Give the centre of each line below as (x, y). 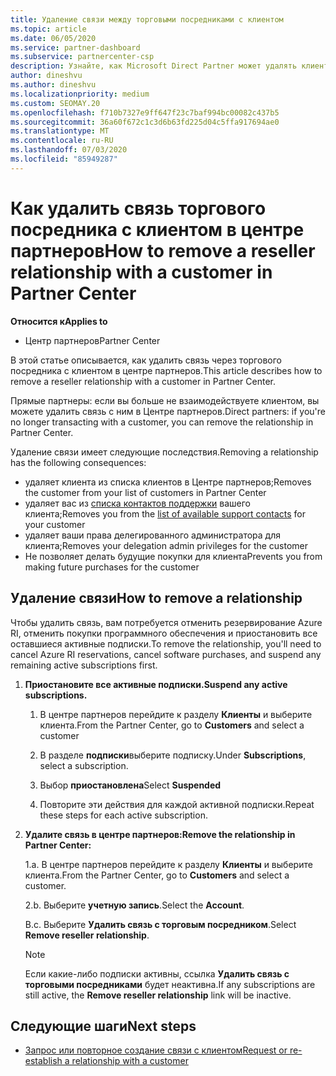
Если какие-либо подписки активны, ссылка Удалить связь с (157, 973)
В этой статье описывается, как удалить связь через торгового (146, 360)
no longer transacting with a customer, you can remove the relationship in (162, 422)
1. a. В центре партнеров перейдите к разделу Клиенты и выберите (168, 864)
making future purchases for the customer (112, 567)
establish (43, 1061)
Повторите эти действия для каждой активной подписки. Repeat (177, 804)
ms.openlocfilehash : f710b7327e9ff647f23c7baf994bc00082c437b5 (145, 112)
